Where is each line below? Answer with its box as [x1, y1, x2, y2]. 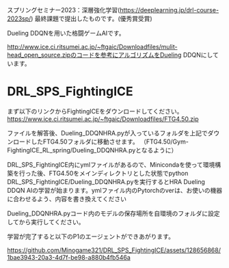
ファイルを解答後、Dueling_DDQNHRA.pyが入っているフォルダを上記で [7, 129, 208, 137]
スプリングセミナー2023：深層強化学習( [7, 6, 120, 14]
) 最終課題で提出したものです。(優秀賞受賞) [30, 14, 152, 23]
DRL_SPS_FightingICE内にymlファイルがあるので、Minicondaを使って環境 [7, 160, 215, 169]
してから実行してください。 [7, 217, 85, 226]
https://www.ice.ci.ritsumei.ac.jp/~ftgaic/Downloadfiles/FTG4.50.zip [7, 115, 199, 123]
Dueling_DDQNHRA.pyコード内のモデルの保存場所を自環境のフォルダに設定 [7, 209, 220, 217]
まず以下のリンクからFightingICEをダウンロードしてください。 [7, 107, 183, 115]
